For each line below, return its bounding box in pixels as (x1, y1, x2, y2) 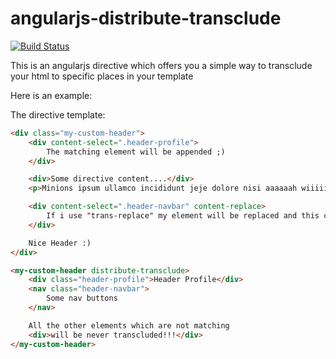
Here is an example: (10, 89, 93, 101)
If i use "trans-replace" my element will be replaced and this (46, 211, 320, 221)
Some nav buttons (46, 293, 118, 304)
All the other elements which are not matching (28, 320, 230, 331)
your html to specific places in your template (10, 70, 194, 82)
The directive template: (10, 108, 106, 121)
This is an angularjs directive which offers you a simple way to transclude (10, 59, 313, 71)
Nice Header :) (28, 238, 92, 248)
